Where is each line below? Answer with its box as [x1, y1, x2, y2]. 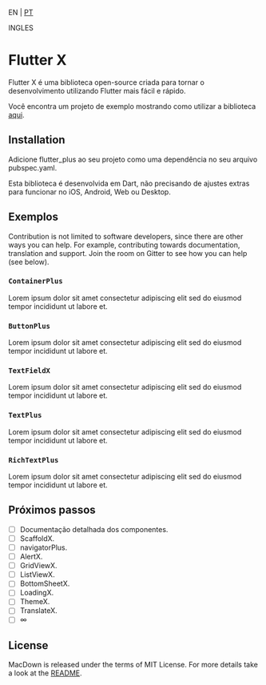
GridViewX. [19, 561, 58, 571]
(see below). [8, 257, 50, 266]
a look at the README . [8, 668, 82, 678]
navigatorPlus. [19, 543, 68, 552]
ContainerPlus [8, 277, 63, 286]
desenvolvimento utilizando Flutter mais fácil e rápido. [8, 86, 186, 95]
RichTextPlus [8, 455, 59, 464]
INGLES [8, 23, 34, 32]
